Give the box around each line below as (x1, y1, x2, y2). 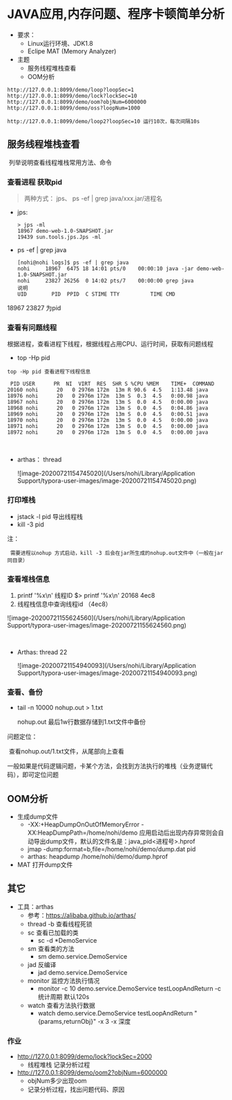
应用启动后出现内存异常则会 (139, 828, 218, 837)
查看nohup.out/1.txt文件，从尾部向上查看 (8, 747, 124, 756)
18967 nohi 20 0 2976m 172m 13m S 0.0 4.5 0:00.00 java (7, 399, 209, 406)
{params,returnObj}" (37, 1017, 97, 1025)
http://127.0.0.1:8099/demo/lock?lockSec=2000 (17, 1052, 153, 1061)
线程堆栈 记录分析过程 (27, 1061, 90, 1069)
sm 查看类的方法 (27, 944, 75, 952)
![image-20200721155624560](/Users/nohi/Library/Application (7, 614, 185, 622)
